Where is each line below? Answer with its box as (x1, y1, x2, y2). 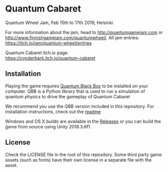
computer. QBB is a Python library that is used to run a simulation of (5, 88, 145, 94)
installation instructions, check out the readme (5, 108, 101, 114)
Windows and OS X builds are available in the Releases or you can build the (5, 118, 161, 124)
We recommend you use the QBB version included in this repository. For (5, 103, 154, 109)
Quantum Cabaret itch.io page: (5, 50, 69, 56)
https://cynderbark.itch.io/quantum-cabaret (5, 55, 96, 61)
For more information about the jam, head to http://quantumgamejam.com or (5, 29, 163, 35)
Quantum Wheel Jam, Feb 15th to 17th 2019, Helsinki (5, 20, 113, 26)
